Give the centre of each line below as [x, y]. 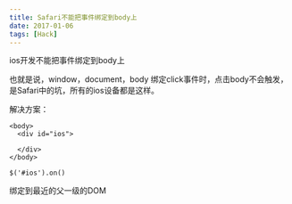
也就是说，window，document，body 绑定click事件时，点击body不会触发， [149, 79]
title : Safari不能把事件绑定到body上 [73, 17]
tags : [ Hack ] [33, 34]
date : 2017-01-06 [42, 26]
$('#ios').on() [38, 173]
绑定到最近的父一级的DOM [58, 191]
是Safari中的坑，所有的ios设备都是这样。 [84, 91]
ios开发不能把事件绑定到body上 [67, 61]
